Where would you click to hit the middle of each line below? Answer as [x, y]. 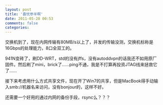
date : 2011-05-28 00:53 [29, 18]
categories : [17, 28]
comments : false [21, 23]
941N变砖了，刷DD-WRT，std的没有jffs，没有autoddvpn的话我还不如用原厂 [81, 58]
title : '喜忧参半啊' [24, 14]
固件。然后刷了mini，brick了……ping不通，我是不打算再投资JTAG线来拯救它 [81, 65]
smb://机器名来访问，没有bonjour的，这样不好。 [58, 87]
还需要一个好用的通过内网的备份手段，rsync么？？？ [58, 97]
